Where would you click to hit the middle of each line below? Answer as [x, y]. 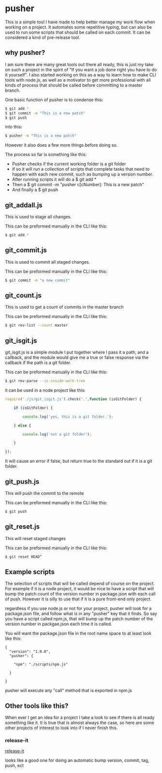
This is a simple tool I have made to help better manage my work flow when [80, 22]
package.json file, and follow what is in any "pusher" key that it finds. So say [81, 614]
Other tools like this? [37, 706]
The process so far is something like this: [46, 155]
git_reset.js [22, 527]
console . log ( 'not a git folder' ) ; [57, 434]
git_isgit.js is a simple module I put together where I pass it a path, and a [77, 352]
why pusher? [25, 53]
